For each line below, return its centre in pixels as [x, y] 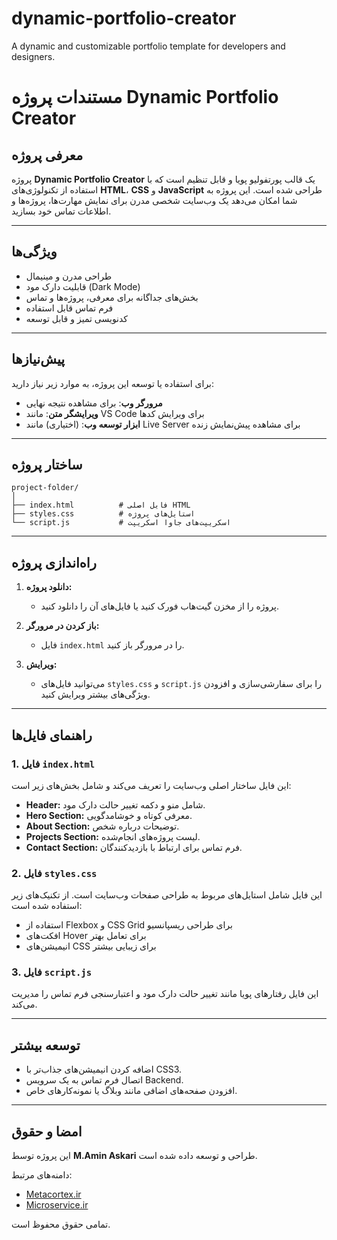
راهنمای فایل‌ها [52, 735]
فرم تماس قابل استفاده [69, 308]
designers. [33, 56]
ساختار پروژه [47, 464]
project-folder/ [45, 488]
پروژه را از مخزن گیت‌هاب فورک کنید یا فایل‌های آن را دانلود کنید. [159, 606]
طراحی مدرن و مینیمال [69, 276]
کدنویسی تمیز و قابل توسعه [77, 318]
